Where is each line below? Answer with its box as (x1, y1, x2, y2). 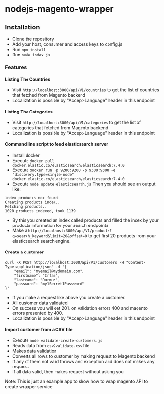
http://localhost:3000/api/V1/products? (28, 228, 112, 233)
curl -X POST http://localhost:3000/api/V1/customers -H (5, 260, 124, 265)
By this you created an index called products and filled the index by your (12, 217, 159, 223)
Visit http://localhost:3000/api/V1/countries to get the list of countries (12, 87, 160, 93)
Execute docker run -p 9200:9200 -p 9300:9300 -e (12, 167, 116, 173)
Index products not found (5, 196, 58, 200)
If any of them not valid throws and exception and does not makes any (12, 358, 155, 364)
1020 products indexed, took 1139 (5, 208, 76, 213)
